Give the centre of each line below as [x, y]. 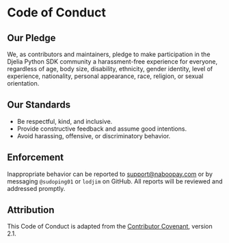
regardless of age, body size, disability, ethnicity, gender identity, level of [110, 69]
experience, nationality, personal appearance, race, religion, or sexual [105, 76]
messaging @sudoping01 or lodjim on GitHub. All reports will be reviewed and [115, 181]
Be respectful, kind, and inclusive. [65, 121]
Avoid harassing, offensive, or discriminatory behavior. [94, 136]
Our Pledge [31, 38]
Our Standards [39, 105]
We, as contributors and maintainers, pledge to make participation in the [109, 54]
